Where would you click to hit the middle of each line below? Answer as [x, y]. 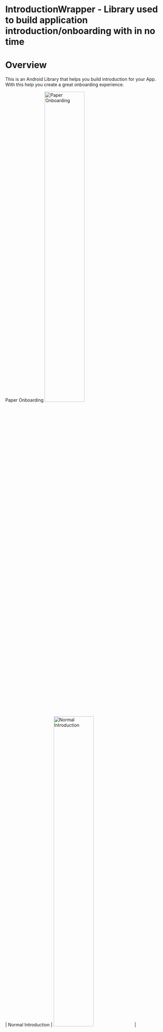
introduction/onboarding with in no [80, 31]
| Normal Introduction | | [71, 1025]
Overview [26, 65]
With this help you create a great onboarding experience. [65, 84]
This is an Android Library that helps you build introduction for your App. [81, 79]
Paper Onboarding [25, 400]
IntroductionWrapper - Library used [82, 9]
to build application [47, 20]
